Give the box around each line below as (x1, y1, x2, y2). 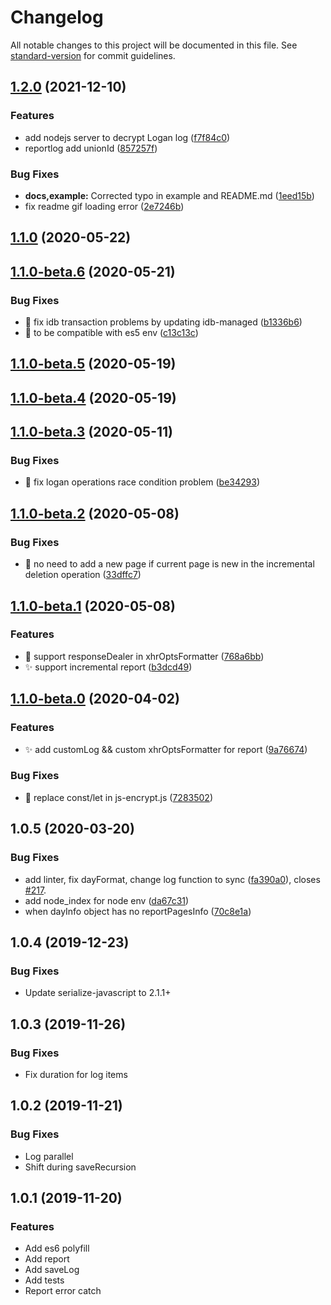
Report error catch (24, 1285, 102, 1297)
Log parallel (24, 1150, 74, 1162)
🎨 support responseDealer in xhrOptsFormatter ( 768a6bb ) (24, 650, 265, 662)
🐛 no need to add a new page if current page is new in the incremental (24, 558, 315, 570)
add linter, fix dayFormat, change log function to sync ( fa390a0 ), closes (24, 873, 321, 885)
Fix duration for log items (24, 1068, 128, 1080)
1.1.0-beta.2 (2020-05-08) (10, 505, 180, 522)
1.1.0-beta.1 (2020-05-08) (10, 597, 176, 615)
